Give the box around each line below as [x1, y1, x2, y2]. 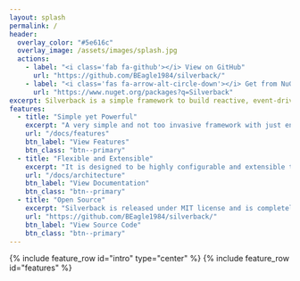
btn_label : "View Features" [25, 137, 129, 146]
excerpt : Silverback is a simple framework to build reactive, [9, 95, 250, 105]
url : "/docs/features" [25, 129, 110, 138]
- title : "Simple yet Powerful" [17, 112, 138, 121]
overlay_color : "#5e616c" [17, 37, 114, 47]
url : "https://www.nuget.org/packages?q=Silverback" [32, 87, 234, 96]
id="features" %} [9, 262, 73, 273]
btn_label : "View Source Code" [25, 220, 142, 229]
